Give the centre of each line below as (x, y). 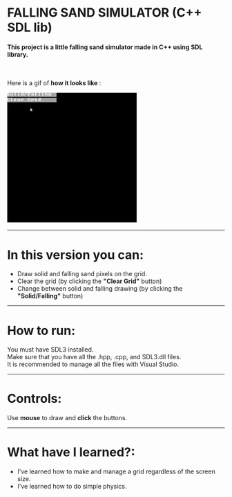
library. (18, 54)
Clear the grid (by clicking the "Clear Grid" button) (89, 281)
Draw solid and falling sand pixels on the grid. (82, 274)
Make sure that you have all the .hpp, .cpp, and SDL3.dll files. (94, 357)
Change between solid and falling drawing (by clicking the (100, 289)
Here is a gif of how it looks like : (54, 83)
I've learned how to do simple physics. (72, 487)
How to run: (41, 331)
